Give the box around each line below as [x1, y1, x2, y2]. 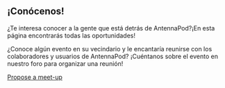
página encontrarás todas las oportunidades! [7, 31, 136, 39]
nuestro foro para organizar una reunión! [7, 59, 124, 68]
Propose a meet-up [7, 73, 62, 81]
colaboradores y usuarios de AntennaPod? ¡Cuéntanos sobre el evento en [7, 52, 219, 60]
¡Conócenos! [7, 6, 65, 17]
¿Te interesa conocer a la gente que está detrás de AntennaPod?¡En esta [7, 24, 215, 32]
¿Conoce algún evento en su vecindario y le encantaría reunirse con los [7, 44, 212, 53]
